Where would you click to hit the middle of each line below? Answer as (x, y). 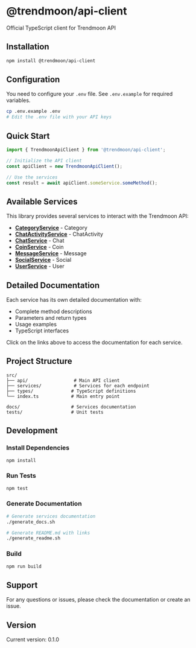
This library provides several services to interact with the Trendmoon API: (97, 216)
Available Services (42, 201)
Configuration (33, 80)
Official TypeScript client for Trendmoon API (61, 28)
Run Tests (21, 476)
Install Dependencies (38, 448)
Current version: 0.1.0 (33, 640)
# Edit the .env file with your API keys (59, 117)
